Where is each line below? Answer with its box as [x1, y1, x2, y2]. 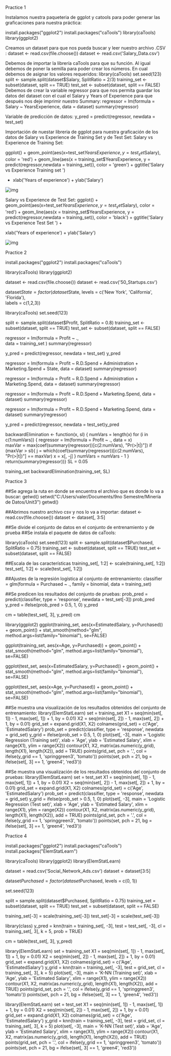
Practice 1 [5, 5, 26, 10]
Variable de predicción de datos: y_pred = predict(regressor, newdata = [5, 113, 156, 119]
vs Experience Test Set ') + [5, 220, 62, 226]
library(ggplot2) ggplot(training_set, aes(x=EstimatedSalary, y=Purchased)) [5, 621, 163, 628]
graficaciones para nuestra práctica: [5, 20, 82, 26]
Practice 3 [5, 478, 27, 484]
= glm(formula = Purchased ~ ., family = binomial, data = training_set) [5, 581, 152, 587]
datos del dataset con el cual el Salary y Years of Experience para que [5, 93, 153, 99]
